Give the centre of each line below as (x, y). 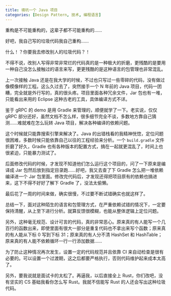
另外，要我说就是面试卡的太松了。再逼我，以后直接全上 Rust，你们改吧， (82, 275)
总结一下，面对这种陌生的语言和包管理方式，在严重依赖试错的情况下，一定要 (85, 204)
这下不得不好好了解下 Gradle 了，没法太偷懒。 (62, 183)
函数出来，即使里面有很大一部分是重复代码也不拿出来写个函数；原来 (90, 228)
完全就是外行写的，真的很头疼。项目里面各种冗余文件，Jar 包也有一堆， (90, 93)
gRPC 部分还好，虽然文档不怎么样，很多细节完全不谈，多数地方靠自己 (79, 116)
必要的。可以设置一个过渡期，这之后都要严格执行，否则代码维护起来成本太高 (85, 258)
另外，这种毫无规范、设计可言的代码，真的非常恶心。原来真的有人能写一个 (83, 222)
